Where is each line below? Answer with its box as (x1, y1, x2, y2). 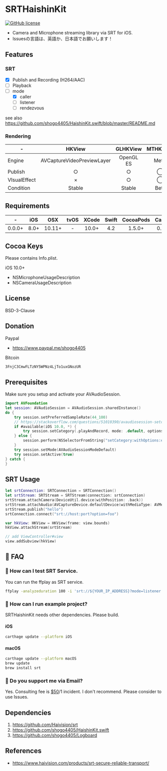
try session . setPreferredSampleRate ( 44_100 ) (14, 414, 108, 420)
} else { (14, 433, 32, 438)
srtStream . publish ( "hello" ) (5, 507, 64, 512)
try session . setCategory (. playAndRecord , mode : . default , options (23, 428, 164, 434)
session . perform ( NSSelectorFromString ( (23, 438, 106, 443)
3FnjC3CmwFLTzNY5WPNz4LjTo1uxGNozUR (5, 364, 81, 369)
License (5, 294, 30, 303)
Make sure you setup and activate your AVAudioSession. (5, 391, 121, 397)
